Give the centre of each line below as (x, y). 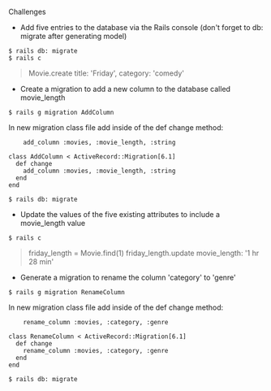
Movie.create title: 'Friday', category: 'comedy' (106, 73)
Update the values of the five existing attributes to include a (120, 214)
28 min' (41, 262)
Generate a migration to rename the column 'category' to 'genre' (128, 277)
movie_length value (53, 223)
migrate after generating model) (73, 36)
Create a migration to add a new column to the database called (125, 89)
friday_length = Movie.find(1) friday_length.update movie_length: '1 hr (144, 253)
